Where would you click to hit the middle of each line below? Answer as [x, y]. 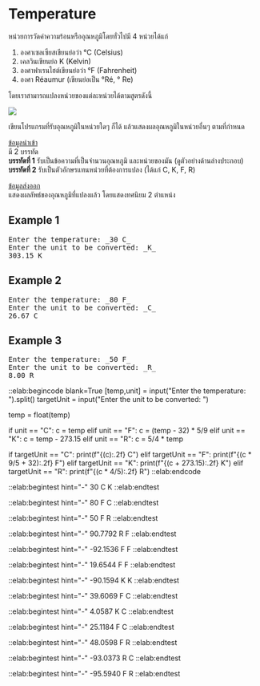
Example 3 [35, 341]
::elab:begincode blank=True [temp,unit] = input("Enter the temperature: [127, 391]
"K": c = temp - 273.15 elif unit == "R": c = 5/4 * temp [96, 439]
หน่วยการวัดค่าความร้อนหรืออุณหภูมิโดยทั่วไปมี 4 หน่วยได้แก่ [88, 36]
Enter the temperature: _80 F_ [70, 299]
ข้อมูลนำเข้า [23, 142]
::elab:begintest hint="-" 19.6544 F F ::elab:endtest [92, 565]
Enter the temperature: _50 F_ [70, 359]
